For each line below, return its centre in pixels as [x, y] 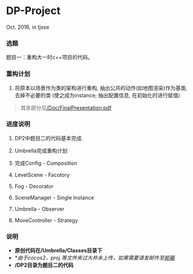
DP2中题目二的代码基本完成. [49, 138]
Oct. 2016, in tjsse [28, 27]
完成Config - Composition [46, 163]
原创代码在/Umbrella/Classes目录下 [58, 251]
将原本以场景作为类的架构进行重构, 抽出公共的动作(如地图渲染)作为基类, [101, 88]
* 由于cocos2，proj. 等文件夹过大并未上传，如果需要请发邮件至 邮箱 [94, 258]
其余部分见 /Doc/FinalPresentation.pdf [66, 107]
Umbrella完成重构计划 [41, 150]
